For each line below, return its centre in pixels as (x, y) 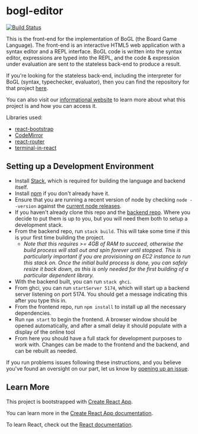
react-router (30, 141)
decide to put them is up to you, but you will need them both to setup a (101, 218)
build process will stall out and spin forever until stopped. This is (102, 250)
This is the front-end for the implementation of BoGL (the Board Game (92, 39)
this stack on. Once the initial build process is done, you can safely (106, 263)
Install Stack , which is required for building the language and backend (100, 181)
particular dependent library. (59, 275)
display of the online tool (45, 332)
